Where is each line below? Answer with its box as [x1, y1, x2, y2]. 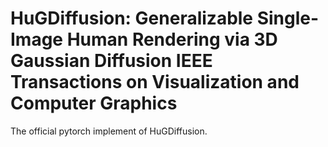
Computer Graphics [10, 92, 178, 115]
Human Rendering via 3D [66, 28, 278, 51]
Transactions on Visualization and [10, 71, 300, 94]
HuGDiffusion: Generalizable [10, 7, 254, 30]
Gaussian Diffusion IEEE [10, 50, 213, 72]
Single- [256, 7, 320, 30]
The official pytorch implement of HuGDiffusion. [10, 125, 208, 137]
